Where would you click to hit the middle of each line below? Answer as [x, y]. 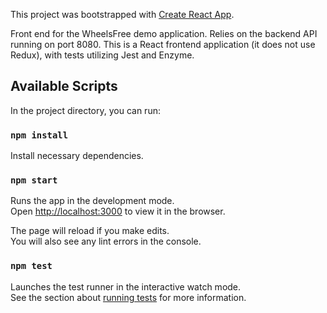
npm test [31, 266]
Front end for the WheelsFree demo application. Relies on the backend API [164, 33]
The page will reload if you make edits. [90, 231]
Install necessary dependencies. [77, 156]
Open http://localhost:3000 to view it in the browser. [118, 211]
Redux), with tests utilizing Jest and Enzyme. [102, 55]
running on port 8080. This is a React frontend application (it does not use [163, 44]
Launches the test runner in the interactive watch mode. [126, 286]
